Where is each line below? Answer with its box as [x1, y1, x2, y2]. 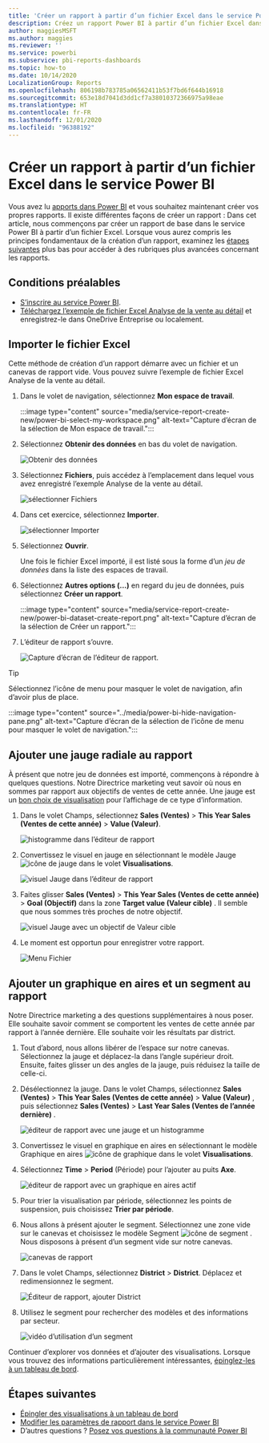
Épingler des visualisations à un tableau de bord [19, 1409, 179, 1418]
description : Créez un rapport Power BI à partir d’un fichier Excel [8, 19, 246, 27]
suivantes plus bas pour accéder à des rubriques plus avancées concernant [8, 244, 259, 253]
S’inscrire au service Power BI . [19, 297, 122, 307]
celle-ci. [19, 1068, 47, 1078]
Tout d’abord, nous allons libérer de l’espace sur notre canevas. [19, 1043, 230, 1053]
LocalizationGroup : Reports [8, 79, 102, 87]
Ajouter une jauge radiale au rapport [8, 748, 193, 762]
